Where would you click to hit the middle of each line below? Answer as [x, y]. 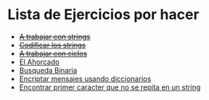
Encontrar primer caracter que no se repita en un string [110, 87]
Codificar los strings [52, 44]
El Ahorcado [39, 62]
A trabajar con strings [55, 37]
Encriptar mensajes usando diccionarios [85, 79]
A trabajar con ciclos [53, 53]
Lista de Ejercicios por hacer [104, 15]
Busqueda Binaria [48, 70]
